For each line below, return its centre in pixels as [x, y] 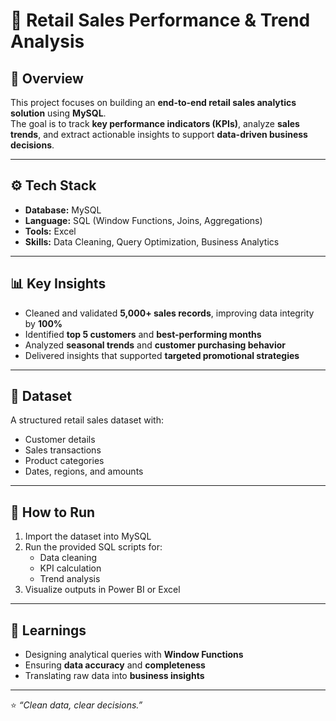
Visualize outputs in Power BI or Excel [102, 590]
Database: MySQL [63, 210]
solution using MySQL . [58, 113]
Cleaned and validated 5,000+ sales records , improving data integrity [169, 313]
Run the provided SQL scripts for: [93, 547]
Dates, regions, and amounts [84, 471]
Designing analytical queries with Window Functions [134, 655]
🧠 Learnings [48, 630]
